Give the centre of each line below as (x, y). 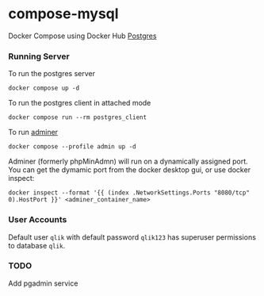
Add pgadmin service (43, 283)
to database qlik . (37, 245)
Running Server (39, 56)
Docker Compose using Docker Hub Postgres (82, 36)
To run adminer (33, 133)
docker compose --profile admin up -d (72, 147)
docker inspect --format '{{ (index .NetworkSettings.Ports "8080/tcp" (129, 193)
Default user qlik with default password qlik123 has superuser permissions (132, 237)
